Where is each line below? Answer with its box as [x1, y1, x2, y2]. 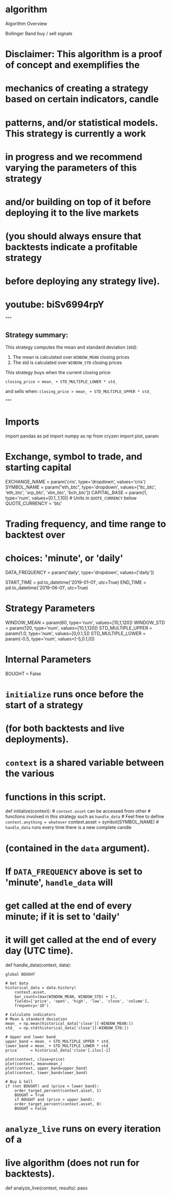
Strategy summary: [5, 331, 68, 339]
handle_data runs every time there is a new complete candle [5, 824, 132, 831]
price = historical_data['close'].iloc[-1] [5, 1048, 111, 1053]
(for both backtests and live [5, 723, 125, 734]
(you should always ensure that [5, 231, 141, 242]
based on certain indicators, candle [5, 94, 159, 105]
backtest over [5, 529, 65, 541]
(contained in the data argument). [5, 842, 150, 854]
